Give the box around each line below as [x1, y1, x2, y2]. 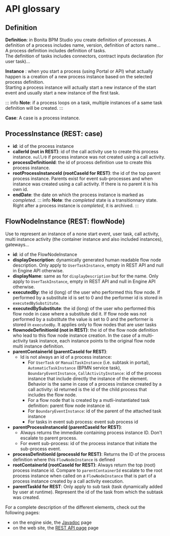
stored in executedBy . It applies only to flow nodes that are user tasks [12, 321, 157, 328]
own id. [12, 186, 28, 192]
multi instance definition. [12, 343, 64, 349]
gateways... [5, 241, 29, 247]
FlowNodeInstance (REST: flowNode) [5, 217, 125, 226]
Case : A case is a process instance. [5, 115, 80, 121]
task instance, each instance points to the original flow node [29, 337, 155, 343]
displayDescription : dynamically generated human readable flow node [12, 257, 161, 263]
